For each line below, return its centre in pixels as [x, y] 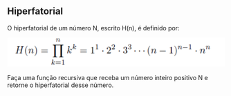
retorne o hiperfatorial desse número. [61, 85]
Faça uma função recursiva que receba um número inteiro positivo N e [108, 78]
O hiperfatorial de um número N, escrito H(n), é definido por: [93, 28]
